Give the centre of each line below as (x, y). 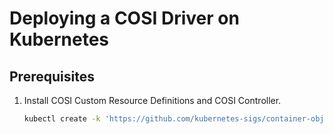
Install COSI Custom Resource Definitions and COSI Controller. (152, 100)
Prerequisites (52, 76)
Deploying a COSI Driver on (124, 18)
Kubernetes (59, 39)
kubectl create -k (62, 119)
